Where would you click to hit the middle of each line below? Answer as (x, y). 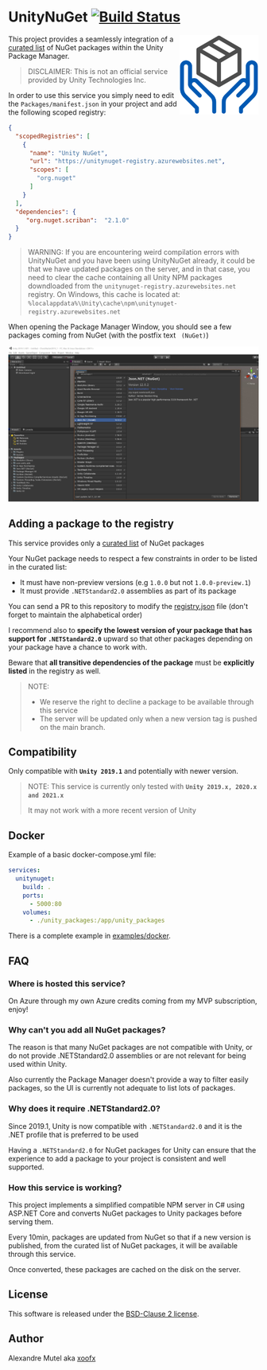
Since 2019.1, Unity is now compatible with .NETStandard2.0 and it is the (125, 1126)
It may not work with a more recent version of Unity (112, 810)
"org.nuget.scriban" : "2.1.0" (77, 220)
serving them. (31, 1221)
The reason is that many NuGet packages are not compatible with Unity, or (130, 1048)
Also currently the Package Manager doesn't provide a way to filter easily (128, 1079)
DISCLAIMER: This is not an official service (98, 71)
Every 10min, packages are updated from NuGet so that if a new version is (130, 1237)
